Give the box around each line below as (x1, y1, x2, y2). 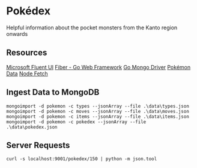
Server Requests (6, 140, 70, 150)
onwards (6, 30, 28, 37)
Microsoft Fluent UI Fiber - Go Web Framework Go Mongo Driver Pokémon (6, 63, 191, 71)
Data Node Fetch (6, 70, 48, 77)
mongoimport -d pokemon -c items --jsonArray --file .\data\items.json (6, 114, 189, 120)
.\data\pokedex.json (6, 124, 58, 130)
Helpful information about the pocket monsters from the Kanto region (6, 24, 178, 31)
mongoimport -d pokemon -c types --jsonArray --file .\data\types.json (6, 103, 189, 109)
